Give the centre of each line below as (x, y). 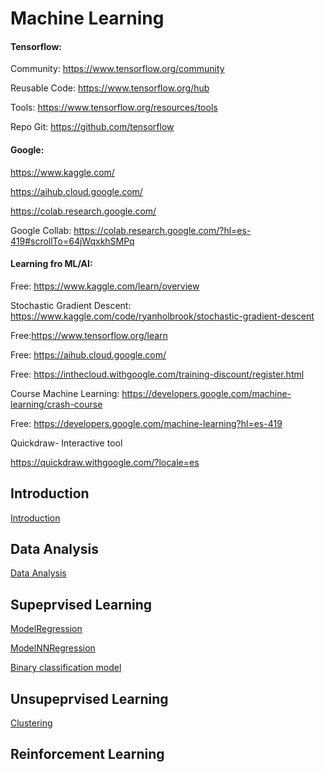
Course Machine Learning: (65, 393)
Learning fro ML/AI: (51, 264)
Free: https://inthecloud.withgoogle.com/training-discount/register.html (157, 374)
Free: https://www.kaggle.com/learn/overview (105, 286)
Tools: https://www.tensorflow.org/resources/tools (114, 108)
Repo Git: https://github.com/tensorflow (92, 127)
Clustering (31, 723)
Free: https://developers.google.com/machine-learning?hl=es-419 (146, 423)
